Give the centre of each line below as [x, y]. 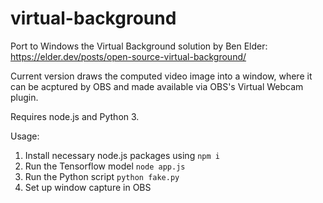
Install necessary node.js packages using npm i [122, 155]
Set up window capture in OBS [88, 187]
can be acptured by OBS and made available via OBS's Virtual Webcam [157, 86]
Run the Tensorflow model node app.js [105, 166]
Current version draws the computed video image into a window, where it [161, 76]
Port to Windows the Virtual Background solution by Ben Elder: [139, 46]
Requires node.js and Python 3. [75, 116]
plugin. [24, 97]
